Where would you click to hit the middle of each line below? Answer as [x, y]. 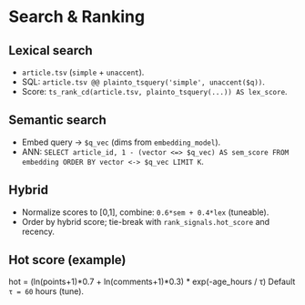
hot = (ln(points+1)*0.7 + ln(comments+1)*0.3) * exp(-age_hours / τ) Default [152, 282]
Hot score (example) [67, 260]
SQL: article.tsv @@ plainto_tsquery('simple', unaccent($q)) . [143, 82]
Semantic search [57, 120]
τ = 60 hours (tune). [46, 291]
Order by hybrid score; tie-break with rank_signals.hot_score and [146, 221]
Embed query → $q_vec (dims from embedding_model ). [121, 142]
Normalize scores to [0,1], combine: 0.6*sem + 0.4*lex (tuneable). [145, 212]
